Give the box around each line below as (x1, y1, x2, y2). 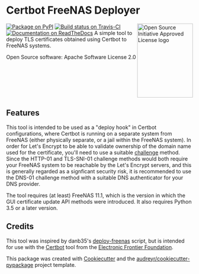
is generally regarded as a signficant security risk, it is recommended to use (6, 167, 191, 175)
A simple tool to (94, 29, 133, 36)
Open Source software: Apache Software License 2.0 (6, 53, 136, 60)
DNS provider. (6, 180, 40, 187)
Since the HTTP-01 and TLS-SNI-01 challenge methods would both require (6, 155, 188, 162)
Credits (6, 221, 34, 231)
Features (6, 108, 40, 118)
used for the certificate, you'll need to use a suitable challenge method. (6, 149, 181, 156)
